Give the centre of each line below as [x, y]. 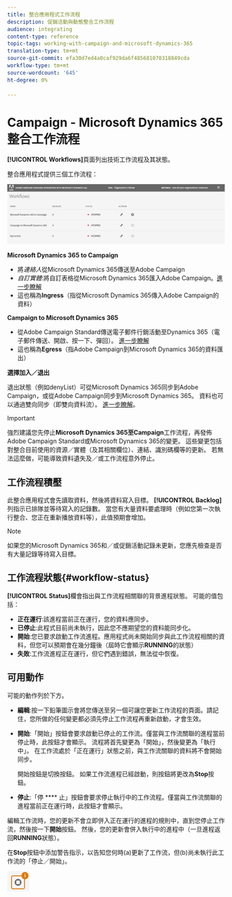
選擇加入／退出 [28, 373]
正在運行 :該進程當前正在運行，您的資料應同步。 [85, 619]
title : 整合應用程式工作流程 [44, 14]
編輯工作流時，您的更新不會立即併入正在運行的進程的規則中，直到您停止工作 [116, 820]
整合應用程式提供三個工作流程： [52, 174]
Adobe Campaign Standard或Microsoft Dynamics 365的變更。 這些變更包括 [115, 441]
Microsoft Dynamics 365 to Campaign [63, 255]
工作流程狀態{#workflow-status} [78, 578]
